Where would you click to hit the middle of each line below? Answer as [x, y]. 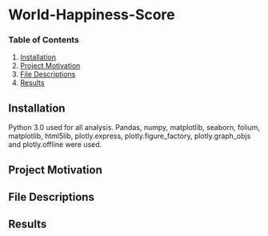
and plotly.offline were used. [55, 144]
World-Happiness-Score [92, 15]
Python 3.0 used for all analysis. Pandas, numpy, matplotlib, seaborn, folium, [134, 128]
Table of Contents [44, 40]
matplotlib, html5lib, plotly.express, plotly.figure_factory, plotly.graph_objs [130, 136]
